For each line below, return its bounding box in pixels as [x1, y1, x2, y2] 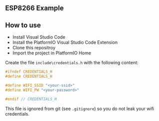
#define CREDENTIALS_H [5, 74, 52, 79]
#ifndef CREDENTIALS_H [5, 69, 52, 74]
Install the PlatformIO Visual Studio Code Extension [12, 39, 118, 45]
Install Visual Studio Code [12, 34, 65, 40]
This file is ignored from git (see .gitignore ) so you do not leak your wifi [5, 106, 154, 112]
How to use [5, 21, 41, 29]
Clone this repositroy [12, 45, 56, 51]
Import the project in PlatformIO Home [12, 50, 91, 56]
